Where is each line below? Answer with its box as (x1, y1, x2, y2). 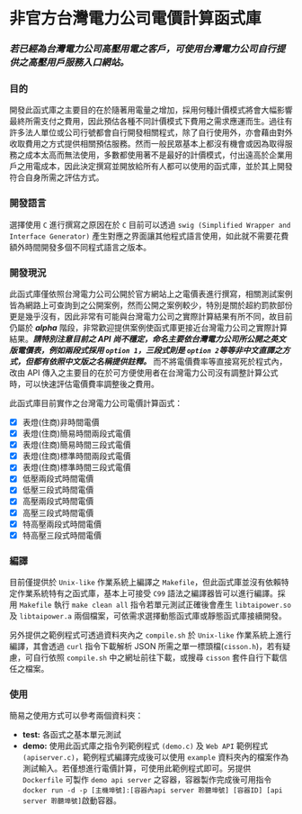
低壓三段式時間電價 (22, 484, 94, 495)
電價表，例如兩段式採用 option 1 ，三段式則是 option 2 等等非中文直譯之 (16, 345, 283, 356)
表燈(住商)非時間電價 (22, 417, 100, 428)
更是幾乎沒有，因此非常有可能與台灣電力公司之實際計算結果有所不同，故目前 (9, 312, 293, 321)
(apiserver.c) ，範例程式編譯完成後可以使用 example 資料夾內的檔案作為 (22, 752, 289, 763)
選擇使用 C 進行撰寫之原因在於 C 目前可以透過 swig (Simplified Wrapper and (9, 219, 291, 230)
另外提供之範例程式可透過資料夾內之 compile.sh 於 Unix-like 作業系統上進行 (9, 629, 292, 640)
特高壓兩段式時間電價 (22, 519, 102, 529)
